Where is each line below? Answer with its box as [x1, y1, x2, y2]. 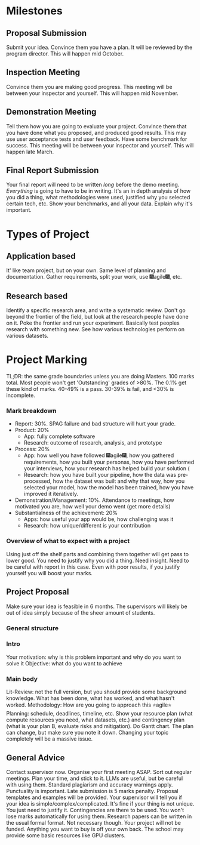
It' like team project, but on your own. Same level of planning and [6, 267, 166, 274]
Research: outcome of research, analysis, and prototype [23, 439, 162, 446]
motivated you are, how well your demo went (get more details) [14, 503, 171, 510]
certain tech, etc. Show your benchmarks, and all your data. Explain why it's [6, 200, 193, 207]
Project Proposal [6, 587, 70, 597]
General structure [6, 624, 59, 632]
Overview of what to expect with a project [6, 537, 130, 545]
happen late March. [6, 148, 54, 155]
